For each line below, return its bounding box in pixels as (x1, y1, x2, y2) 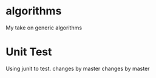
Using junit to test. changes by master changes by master (5, 65, 150, 72)
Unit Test (5, 45, 52, 59)
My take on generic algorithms (5, 24, 83, 31)
